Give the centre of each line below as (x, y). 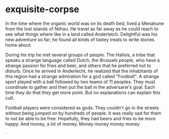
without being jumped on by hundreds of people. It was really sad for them (83, 113)
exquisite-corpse (42, 9)
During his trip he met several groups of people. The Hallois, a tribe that (80, 55)
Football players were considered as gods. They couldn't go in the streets (82, 108)
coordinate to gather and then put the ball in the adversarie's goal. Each (80, 87)
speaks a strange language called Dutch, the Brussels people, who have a (82, 60)
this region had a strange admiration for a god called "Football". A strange (82, 76)
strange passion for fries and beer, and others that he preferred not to (78, 65)
